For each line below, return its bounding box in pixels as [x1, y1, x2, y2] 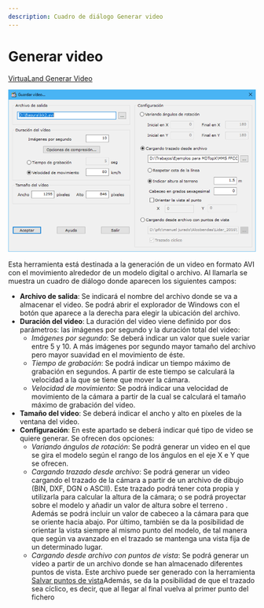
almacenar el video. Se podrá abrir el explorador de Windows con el [19, 300, 240, 309]
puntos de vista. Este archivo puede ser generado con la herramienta [31, 567, 255, 577]
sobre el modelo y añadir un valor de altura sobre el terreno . [31, 500, 228, 510]
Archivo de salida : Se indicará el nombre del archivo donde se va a [19, 291, 238, 300]
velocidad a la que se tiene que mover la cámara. [31, 374, 191, 385]
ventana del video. [19, 417, 80, 426]
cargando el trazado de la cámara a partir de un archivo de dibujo [31, 475, 244, 485]
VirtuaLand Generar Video [8, 73, 93, 83]
